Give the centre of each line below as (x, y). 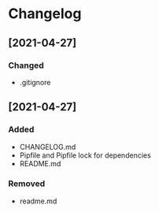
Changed (26, 65)
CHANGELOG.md (48, 147)
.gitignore (35, 82)
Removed (27, 184)
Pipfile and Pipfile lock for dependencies (85, 155)
